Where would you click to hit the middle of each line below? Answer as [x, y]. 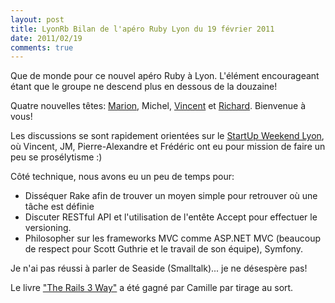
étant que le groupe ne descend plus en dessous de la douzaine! [144, 87]
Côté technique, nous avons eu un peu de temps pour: [122, 177]
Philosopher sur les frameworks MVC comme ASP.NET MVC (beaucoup [172, 238]
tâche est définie [59, 207]
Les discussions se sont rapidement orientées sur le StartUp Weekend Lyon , [167, 136]
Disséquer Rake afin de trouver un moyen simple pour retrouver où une [171, 196]
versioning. [48, 228]
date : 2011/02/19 [46, 38]
